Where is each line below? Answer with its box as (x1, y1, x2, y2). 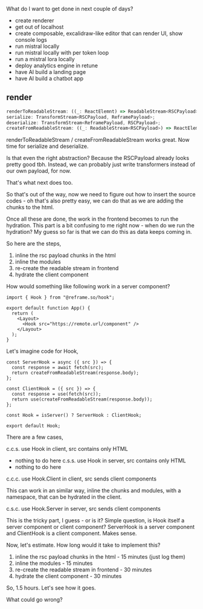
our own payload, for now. (6, 167, 71, 175)
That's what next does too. (6, 179, 73, 187)
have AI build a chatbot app (14, 75, 83, 82)
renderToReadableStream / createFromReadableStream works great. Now (6, 136, 190, 144)
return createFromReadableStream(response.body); (11, 370, 139, 376)
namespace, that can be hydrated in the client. (6, 493, 122, 501)
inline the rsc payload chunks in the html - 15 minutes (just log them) (14, 553, 185, 561)
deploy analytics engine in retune (14, 62, 98, 69)
